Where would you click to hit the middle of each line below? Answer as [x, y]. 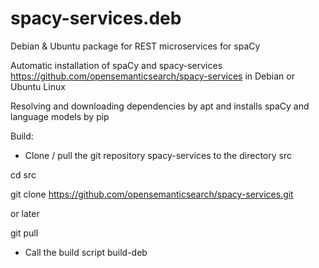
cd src [23, 174]
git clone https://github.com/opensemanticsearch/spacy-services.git [152, 194]
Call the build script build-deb [86, 252]
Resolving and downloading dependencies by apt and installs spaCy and [160, 106]
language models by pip [60, 116]
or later [25, 213]
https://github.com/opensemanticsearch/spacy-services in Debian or [152, 76]
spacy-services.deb [96, 18]
